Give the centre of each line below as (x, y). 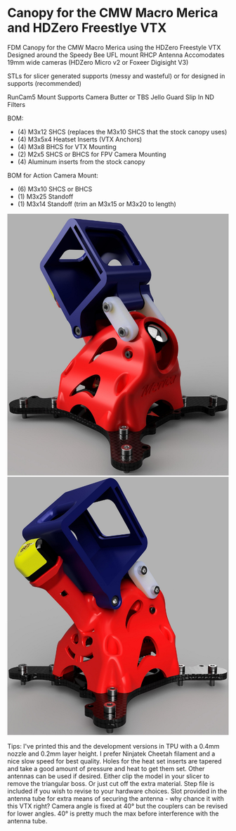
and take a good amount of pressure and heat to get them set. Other (106, 768)
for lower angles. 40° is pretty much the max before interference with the (113, 813)
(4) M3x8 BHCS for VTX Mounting (67, 146)
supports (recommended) (45, 83)
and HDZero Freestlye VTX (87, 28)
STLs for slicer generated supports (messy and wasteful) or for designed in (116, 76)
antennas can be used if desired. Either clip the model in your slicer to (108, 776)
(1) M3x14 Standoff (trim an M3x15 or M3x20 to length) (97, 204)
